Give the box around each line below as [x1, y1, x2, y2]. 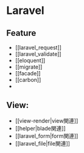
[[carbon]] [15, 76, 41, 83]
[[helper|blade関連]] [15, 124, 66, 132]
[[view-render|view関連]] [15, 117, 79, 124]
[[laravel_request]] [15, 44, 62, 51]
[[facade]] [15, 70, 41, 76]
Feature [6, 28, 37, 38]
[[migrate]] [15, 63, 43, 70]
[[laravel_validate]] [15, 50, 62, 58]
